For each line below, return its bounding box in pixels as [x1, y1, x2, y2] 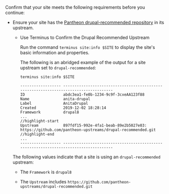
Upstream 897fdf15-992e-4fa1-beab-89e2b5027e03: [20, 123, 147, 128]
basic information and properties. [20, 50, 90, 55]
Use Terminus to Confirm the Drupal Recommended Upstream [20, 35, 150, 40]
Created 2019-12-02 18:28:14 [20, 105, 106, 110]
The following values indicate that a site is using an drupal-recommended [12, 154, 160, 160]
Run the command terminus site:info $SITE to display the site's [20, 44, 155, 50]
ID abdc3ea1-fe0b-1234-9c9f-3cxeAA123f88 [20, 92, 145, 97]
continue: [5, 10, 25, 16]
